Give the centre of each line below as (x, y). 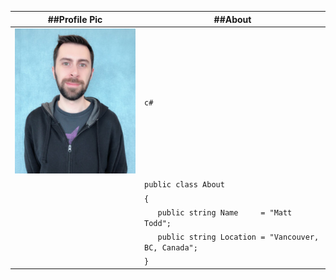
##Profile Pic (75, 19)
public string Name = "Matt (225, 212)
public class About (184, 185)
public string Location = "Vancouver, (238, 237)
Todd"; (158, 223)
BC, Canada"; (171, 248)
